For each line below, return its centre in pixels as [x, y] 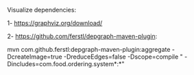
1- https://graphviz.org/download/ [55, 23]
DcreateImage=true [35, 57]
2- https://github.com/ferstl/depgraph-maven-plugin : [82, 36]
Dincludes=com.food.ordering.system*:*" [66, 64]
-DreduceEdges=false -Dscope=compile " [123, 57]
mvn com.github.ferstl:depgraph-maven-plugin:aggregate [89, 49]
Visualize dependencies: [42, 10]
